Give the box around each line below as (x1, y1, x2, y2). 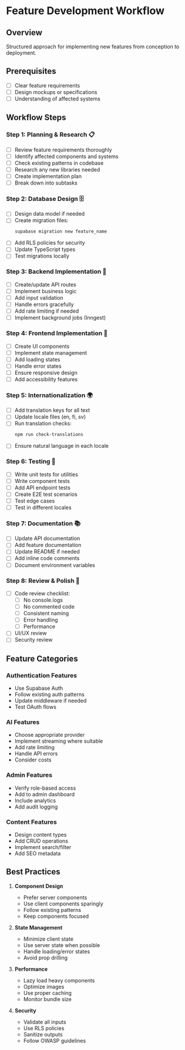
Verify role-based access (14, 784, 76, 791)
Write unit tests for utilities (14, 471, 78, 478)
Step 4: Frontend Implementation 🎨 (6, 329, 108, 337)
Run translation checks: (14, 420, 72, 427)
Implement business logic (14, 287, 77, 294)
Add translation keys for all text (14, 407, 90, 414)
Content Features (6, 818, 57, 826)
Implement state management (14, 349, 87, 356)
